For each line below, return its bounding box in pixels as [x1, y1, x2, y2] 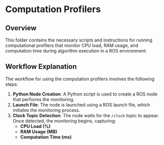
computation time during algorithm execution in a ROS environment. [5, 48, 147, 54]
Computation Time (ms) [20, 134, 72, 140]
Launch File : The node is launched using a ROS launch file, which [12, 102, 150, 108]
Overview [5, 24, 37, 32]
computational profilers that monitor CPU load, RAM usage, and [5, 42, 139, 49]
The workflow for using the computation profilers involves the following [5, 76, 155, 82]
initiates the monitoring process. [12, 107, 80, 113]
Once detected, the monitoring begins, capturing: [12, 118, 116, 124]
